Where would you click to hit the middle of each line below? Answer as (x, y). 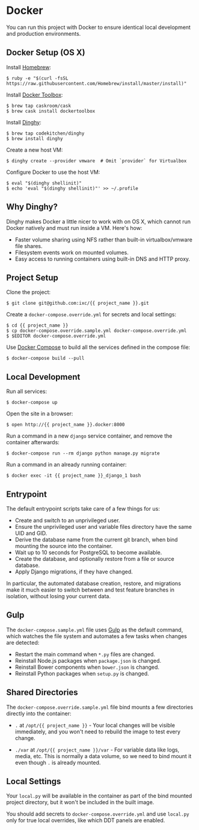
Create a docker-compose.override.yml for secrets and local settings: (91, 314)
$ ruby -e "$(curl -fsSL (37, 78)
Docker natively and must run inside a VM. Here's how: (74, 228)
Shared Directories (42, 693)
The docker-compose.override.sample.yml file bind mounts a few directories (100, 707)
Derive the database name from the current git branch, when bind (96, 540)
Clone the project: (29, 292)
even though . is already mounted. (58, 762)
